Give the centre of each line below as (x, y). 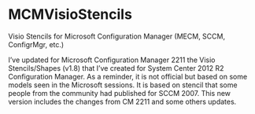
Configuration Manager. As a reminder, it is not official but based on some (128, 76)
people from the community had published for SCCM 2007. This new (119, 93)
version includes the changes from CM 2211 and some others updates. (122, 101)
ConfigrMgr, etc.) (36, 44)
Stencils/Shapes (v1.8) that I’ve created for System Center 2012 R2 (116, 68)
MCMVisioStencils (70, 15)
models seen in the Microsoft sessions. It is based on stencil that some (123, 85)
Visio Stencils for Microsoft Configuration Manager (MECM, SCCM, (117, 36)
